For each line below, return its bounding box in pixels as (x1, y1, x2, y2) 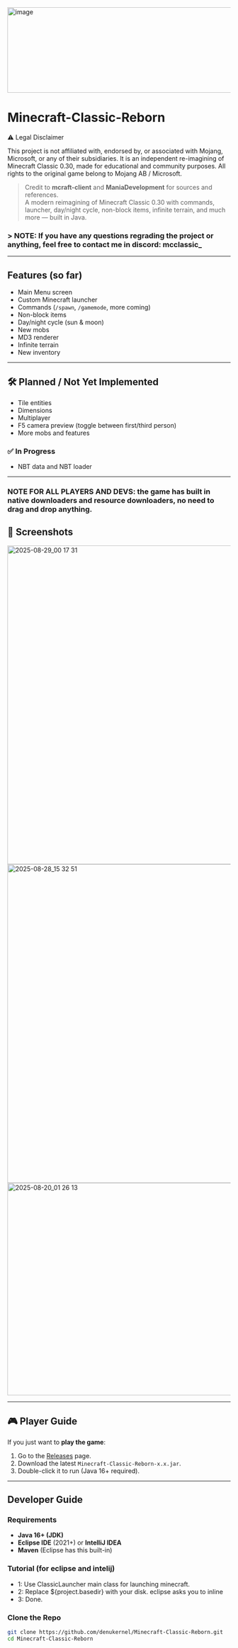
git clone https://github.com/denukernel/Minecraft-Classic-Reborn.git (7, 1628, 223, 1635)
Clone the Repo (7, 1613, 62, 1623)
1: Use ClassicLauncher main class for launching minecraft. (17, 1579, 190, 1589)
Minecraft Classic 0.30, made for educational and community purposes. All (7, 161, 226, 170)
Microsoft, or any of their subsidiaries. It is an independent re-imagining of (7, 154, 225, 162)
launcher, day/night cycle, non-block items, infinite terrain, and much (24, 205, 226, 214)
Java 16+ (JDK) (17, 1531, 64, 1540)
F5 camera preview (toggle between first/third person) (17, 421, 177, 429)
